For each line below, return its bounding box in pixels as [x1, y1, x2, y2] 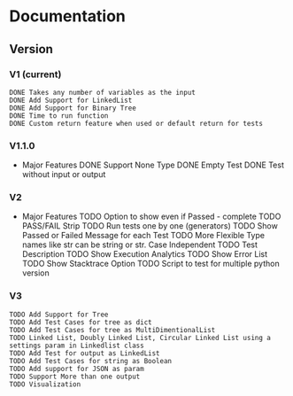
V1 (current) [9, 68, 62, 81]
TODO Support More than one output [9, 372, 141, 381]
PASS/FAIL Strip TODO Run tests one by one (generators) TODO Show [21, 221, 279, 231]
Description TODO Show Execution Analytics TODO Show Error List [21, 249, 268, 260]
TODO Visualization [9, 379, 81, 389]
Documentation [9, 6, 127, 27]
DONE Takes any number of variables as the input [9, 88, 197, 97]
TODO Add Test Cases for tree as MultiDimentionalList [9, 325, 216, 334]
